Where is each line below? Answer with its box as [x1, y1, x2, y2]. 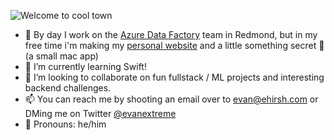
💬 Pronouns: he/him [24, 118, 107, 130]
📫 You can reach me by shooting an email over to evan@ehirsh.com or [24, 93, 319, 105]
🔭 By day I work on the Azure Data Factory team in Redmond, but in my [24, 29, 318, 40]
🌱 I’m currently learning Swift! [24, 61, 147, 72]
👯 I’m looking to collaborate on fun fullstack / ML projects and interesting [24, 71, 325, 83]
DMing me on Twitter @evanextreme [24, 108, 177, 119]
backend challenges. [24, 82, 112, 94]
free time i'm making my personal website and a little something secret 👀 [24, 40, 325, 51]
